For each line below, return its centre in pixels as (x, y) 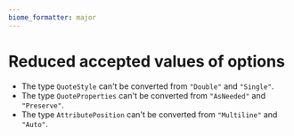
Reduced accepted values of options (147, 61)
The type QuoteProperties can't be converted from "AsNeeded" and (143, 95)
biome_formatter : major (53, 17)
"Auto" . (34, 124)
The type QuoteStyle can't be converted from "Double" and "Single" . (147, 86)
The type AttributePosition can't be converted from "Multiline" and (149, 114)
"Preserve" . (42, 105)
